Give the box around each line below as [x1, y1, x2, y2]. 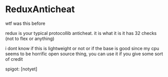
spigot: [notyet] [5, 66, 37, 72]
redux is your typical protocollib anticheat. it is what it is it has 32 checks [5, 30, 157, 36]
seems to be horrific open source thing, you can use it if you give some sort [5, 51, 163, 57]
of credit [5, 56, 23, 62]
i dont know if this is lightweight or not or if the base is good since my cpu [5, 45, 159, 51]
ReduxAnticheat [5, 4, 75, 15]
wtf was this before [5, 20, 46, 26]
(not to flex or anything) [5, 35, 55, 42]
